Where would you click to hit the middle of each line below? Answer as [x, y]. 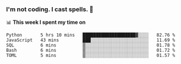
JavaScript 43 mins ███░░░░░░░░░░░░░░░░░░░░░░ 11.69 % [91, 40]
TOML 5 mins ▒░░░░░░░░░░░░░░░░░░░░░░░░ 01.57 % [91, 56]
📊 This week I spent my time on [46, 22]
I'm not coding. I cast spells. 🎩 [50, 9]
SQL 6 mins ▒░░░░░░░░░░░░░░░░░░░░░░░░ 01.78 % [91, 45]
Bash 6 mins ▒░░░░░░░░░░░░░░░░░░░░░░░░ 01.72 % [91, 51]
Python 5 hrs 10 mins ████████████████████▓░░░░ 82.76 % [91, 35]
